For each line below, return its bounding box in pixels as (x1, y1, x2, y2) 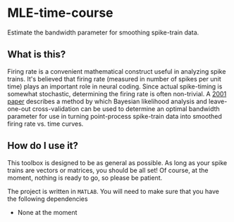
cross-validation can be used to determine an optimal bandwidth (32, 104, 220, 113)
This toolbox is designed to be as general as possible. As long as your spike (7, 158, 228, 166)
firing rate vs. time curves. (7, 119, 84, 128)
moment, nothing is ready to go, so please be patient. (7, 174, 163, 182)
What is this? (7, 48, 66, 60)
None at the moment (17, 208, 78, 216)
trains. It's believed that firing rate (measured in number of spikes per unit (7, 74, 222, 83)
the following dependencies (7, 195, 88, 203)
